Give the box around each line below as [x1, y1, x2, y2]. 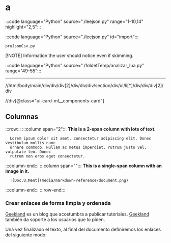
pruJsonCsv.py [5, 43, 36, 48]
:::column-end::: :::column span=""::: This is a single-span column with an [5, 163, 162, 169]
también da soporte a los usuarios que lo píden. [5, 217, 105, 223]
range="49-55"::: [5, 68, 42, 74]
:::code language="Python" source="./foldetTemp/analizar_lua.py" [5, 62, 145, 68]
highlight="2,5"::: [5, 23, 41, 30]
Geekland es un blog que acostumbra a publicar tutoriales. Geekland [5, 211, 149, 218]
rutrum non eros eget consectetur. [10, 153, 85, 159]
